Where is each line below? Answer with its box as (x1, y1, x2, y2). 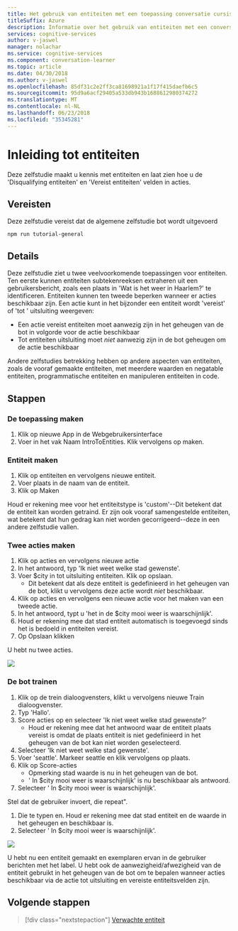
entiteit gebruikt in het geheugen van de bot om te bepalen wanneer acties (7, 868, 225, 877)
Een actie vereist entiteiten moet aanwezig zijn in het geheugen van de (17, 320, 225, 329)
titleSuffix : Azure (7, 17, 65, 24)
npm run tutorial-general (7, 231, 84, 238)
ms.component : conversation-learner (7, 57, 115, 64)
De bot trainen (7, 677, 58, 687)
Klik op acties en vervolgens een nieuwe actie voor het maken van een (17, 594, 224, 603)
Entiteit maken (7, 455, 58, 465)
